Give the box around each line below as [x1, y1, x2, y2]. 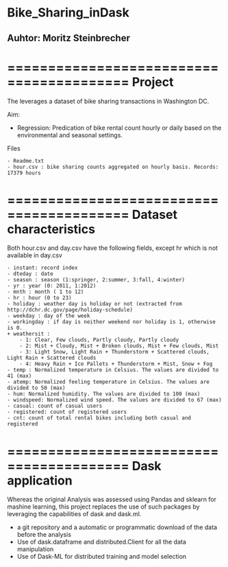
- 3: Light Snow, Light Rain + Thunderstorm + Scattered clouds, [19, 349, 210, 356]
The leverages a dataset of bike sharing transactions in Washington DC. [7, 97, 210, 105]
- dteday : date [7, 270, 53, 277]
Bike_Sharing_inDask [7, 5, 130, 21]
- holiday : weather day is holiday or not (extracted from [7, 301, 183, 308]
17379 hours [7, 170, 41, 176]
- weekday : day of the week [7, 312, 90, 320]
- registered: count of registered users [7, 408, 127, 416]
